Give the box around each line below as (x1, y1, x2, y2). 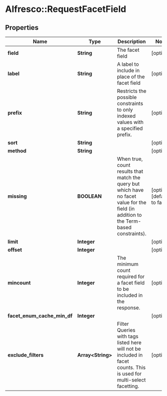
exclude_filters (7, 352, 44, 358)
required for (116, 273, 145, 280)
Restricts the (116, 88, 147, 94)
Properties (5, 23, 39, 32)
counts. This (116, 364, 146, 371)
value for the (116, 199, 147, 206)
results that (116, 168, 143, 175)
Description (117, 38, 146, 45)
